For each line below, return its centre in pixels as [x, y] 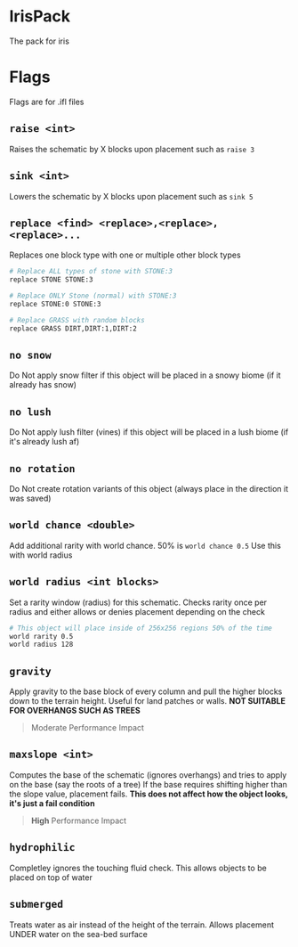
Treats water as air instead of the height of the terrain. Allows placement [141, 925]
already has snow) [43, 385]
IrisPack [40, 16]
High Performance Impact [79, 820]
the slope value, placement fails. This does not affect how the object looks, [149, 794]
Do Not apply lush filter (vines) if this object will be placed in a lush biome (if [149, 432]
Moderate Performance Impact [88, 728]
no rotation [42, 468]
